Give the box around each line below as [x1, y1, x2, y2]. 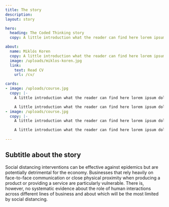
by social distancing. [5, 196, 48, 202]
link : [10, 63, 22, 68]
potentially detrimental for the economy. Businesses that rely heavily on [5, 169, 153, 175]
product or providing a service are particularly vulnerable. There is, [5, 180, 144, 186]
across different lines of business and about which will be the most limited [5, 190, 159, 196]
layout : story [5, 17, 35, 22]
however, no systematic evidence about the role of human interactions [5, 185, 151, 191]
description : [5, 12, 33, 17]
